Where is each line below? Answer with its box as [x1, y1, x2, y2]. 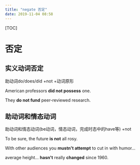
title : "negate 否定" [5, 7, 48, 12]
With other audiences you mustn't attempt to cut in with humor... [5, 145, 136, 151]
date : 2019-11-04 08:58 [5, 12, 53, 16]
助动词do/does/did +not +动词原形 [5, 78, 74, 84]
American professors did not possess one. [5, 88, 91, 94]
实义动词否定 [5, 64, 44, 73]
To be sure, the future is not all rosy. [5, 136, 78, 142]
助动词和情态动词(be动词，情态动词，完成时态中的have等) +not [5, 126, 132, 132]
